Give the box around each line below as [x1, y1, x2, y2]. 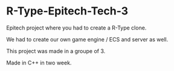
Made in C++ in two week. [6, 59, 72, 66]
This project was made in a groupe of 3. [6, 47, 106, 55]
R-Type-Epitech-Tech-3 [6, 4, 129, 18]
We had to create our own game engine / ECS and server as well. [6, 35, 169, 43]
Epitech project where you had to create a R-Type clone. [6, 24, 147, 31]
